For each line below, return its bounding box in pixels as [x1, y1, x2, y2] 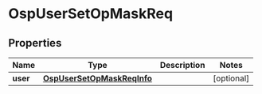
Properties [8, 36, 62, 50]
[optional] [213, 73, 249, 84]
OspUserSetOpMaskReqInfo [42, 73, 153, 84]
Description [159, 60, 205, 70]
